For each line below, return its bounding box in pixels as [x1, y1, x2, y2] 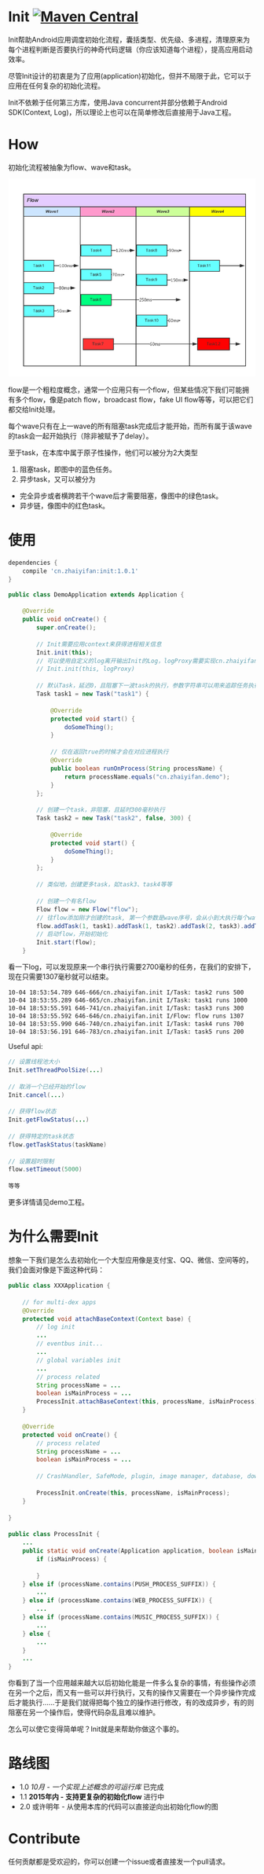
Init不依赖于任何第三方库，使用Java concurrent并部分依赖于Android [8, 97, 228, 107]
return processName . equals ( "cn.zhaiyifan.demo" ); [64, 772, 230, 781]
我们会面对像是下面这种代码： [8, 1265, 104, 1274]
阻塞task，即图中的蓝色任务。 [19, 464, 116, 475]
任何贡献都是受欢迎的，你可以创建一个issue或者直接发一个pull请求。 [8, 1857, 230, 1866]
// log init [36, 1323, 76, 1331]
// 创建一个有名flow [36, 897, 97, 905]
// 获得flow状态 [8, 1108, 57, 1116]
